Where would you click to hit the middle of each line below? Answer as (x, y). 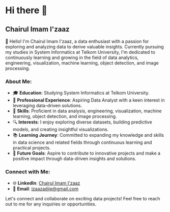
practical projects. (32, 148)
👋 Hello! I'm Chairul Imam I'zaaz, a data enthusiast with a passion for (77, 41)
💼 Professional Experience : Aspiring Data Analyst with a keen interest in (89, 100)
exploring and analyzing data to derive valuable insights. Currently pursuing (84, 47)
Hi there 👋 (26, 10)
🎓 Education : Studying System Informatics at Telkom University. (81, 93)
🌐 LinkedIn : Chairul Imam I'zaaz (46, 183)
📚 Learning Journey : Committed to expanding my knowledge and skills (88, 135)
